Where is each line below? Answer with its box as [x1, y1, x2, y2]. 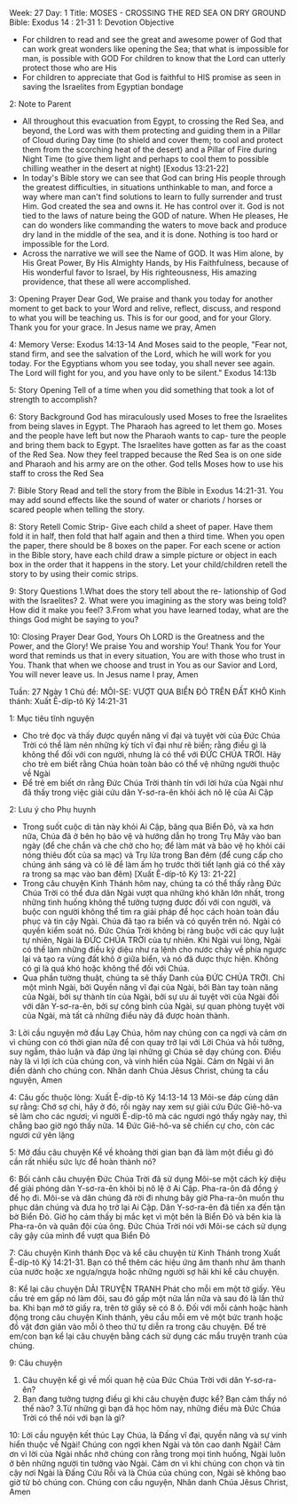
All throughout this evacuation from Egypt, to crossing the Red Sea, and [21, 116, 284, 126]
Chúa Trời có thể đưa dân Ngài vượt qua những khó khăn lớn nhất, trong [21, 888, 286, 898]
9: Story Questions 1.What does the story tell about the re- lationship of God [9, 586, 286, 596]
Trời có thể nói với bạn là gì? [21, 1412, 126, 1423]
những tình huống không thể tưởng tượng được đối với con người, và [21, 897, 271, 908]
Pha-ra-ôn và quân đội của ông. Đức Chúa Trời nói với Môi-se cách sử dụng [9, 1221, 286, 1231]
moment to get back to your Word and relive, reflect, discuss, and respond [9, 303, 281, 314]
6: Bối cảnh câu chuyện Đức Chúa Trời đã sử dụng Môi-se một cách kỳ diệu [9, 1173, 286, 1184]
